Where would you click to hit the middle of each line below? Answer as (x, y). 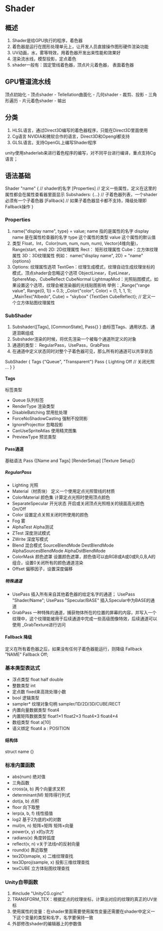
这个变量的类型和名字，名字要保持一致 (55, 917)
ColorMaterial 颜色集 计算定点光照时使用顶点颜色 (61, 497)
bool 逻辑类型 (26, 698)
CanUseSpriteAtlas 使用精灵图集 (44, 431)
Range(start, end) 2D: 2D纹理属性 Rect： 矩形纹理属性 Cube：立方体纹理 (85, 249)
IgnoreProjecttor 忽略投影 (37, 425)
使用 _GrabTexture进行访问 (39, 625)
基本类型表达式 (23, 668)
